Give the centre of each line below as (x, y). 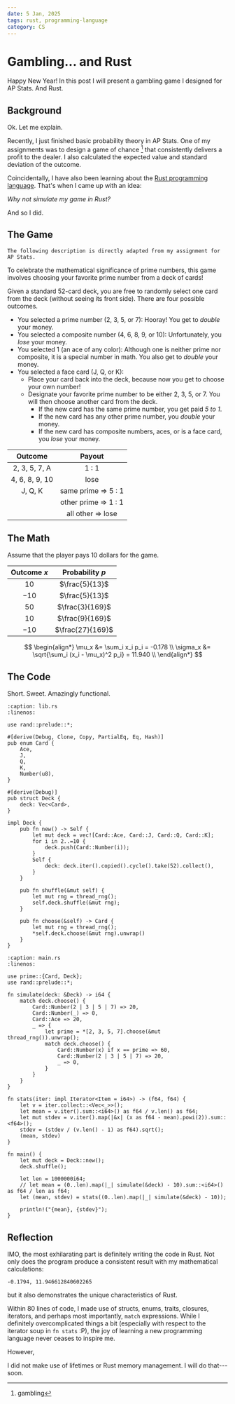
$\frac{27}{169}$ (84, 630)
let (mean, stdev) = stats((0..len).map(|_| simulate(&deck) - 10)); (123, 1197)
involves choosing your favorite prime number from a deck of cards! (106, 277)
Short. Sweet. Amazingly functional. (59, 694)
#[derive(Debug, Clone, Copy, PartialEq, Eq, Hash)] (86, 737)
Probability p (84, 572)
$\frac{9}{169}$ (84, 619)
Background (34, 110)
